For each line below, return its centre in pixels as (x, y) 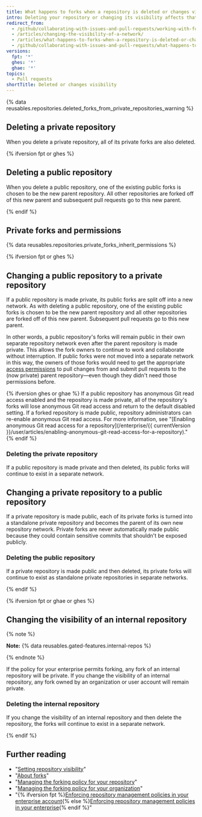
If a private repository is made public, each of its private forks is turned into (99, 517)
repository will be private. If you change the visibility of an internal (88, 676)
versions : (19, 51)
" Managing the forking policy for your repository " (76, 781)
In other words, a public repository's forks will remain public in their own (96, 337)
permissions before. (31, 382)
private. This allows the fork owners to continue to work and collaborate (95, 350)
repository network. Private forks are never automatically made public (93, 529)
